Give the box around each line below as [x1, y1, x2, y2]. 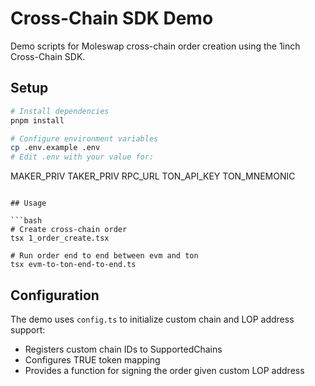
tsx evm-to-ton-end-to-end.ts [10, 260, 137, 270]
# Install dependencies [10, 106, 110, 116]
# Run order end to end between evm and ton [10, 251, 199, 261]
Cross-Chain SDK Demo [10, 7, 214, 30]
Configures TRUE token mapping [24, 353, 161, 366]
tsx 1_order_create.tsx [10, 233, 110, 244]
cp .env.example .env [10, 143, 101, 153]
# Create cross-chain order [10, 225, 128, 235]
